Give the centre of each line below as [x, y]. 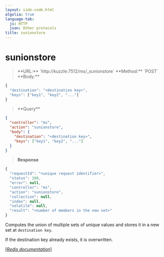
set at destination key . [29, 230]
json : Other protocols [33, 28]
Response [28, 160]
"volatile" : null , [29, 206]
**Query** [29, 109]
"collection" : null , [31, 197]
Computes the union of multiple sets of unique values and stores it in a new [82, 225]
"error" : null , [25, 183]
